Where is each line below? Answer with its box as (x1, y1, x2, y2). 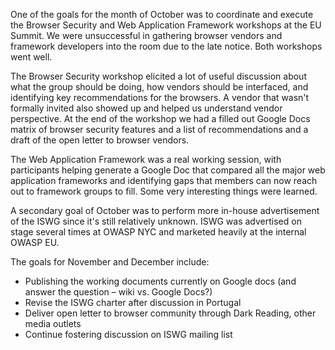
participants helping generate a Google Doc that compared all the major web (10, 164, 326, 176)
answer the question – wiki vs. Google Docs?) (24, 286, 213, 298)
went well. (10, 51, 53, 63)
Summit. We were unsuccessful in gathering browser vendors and (10, 30, 283, 41)
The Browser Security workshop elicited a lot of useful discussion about (10, 70, 307, 82)
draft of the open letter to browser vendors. (10, 134, 190, 146)
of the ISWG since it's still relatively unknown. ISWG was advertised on (10, 215, 302, 227)
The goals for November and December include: (10, 256, 210, 268)
